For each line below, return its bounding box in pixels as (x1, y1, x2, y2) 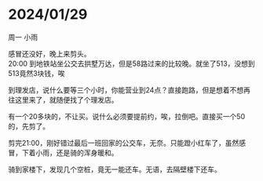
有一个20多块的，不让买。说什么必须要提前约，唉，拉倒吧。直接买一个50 (8, 111, 246, 121)
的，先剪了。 (8, 121, 49, 131)
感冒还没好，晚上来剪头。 (8, 49, 91, 58)
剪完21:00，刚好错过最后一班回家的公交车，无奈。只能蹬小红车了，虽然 (8, 138, 239, 147)
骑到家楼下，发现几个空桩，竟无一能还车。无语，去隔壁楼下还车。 (8, 165, 221, 174)
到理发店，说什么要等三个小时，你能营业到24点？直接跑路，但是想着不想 (8, 85, 244, 95)
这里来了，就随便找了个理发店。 (14, 95, 119, 104)
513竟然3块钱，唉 (8, 68, 65, 78)
